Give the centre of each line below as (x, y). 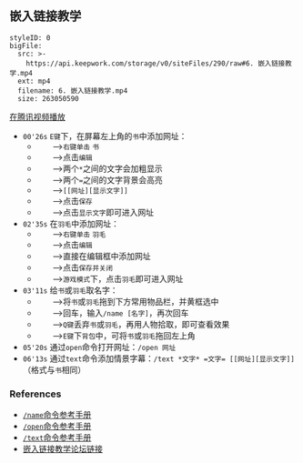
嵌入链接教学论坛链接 (62, 449)
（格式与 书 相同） (54, 369)
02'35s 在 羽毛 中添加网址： (71, 223)
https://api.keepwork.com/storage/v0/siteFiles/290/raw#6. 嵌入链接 (156, 63)
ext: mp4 (34, 81)
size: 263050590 (48, 98)
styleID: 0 (30, 38)
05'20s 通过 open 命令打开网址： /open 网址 (99, 347)
